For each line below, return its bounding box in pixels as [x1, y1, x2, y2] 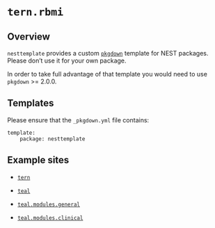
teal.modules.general [17, 201, 80, 208]
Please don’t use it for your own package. [7, 56, 127, 65]
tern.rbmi [7, 6, 64, 19]
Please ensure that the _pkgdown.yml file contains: [7, 115, 150, 124]
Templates [7, 97, 54, 109]
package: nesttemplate [19, 135, 86, 142]
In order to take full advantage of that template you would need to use [7, 70, 207, 78]
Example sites [7, 154, 70, 166]
